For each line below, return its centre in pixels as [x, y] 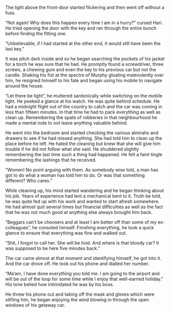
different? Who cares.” [29, 180]
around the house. [24, 86]
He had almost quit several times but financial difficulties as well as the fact [84, 207]
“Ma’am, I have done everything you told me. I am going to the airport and [82, 273]
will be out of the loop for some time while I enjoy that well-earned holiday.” [84, 279]
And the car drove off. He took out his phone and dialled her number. [77, 263]
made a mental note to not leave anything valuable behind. [67, 123]
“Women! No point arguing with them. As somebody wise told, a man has [82, 170]
